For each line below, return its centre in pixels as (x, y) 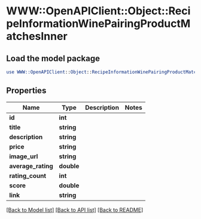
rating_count (28, 175)
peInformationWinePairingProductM (98, 24)
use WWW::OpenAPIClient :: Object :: (49, 72)
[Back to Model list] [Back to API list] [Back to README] (75, 209)
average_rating (31, 166)
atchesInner (37, 36)
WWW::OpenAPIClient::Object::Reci (98, 11)
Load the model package (53, 58)
